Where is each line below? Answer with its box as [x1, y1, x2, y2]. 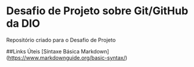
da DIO [6, 17, 41, 30]
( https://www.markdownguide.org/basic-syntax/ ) [6, 54, 128, 61]
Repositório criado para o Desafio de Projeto [6, 36, 116, 43]
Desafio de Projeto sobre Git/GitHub [6, 4, 189, 18]
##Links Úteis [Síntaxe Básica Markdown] [6, 47, 110, 55]
